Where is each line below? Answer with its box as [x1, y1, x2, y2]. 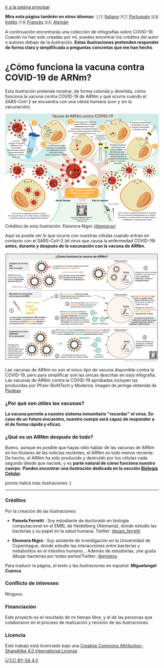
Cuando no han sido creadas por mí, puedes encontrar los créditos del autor [5, 34, 159, 40]
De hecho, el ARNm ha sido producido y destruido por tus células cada [5, 455, 148, 461]
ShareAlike [5, 648, 27, 654]
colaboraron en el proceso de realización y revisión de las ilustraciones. [5, 620, 149, 625]
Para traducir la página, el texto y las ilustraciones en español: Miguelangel [5, 562, 157, 568]
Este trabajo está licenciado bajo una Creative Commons [5, 643, 119, 649]
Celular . [5, 471, 21, 477]
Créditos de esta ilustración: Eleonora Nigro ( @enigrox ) [5, 223, 116, 229]
